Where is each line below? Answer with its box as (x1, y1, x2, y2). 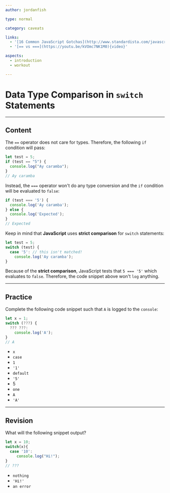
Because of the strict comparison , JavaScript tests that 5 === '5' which (5, 268, 157, 274)
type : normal (5, 16, 33, 22)
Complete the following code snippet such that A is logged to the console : (5, 306, 158, 312)
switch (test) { (5, 245, 39, 250)
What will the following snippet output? (5, 430, 87, 436)
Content (5, 126, 32, 135)
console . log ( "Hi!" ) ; (16, 454, 60, 459)
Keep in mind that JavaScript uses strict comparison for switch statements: (5, 231, 164, 236)
